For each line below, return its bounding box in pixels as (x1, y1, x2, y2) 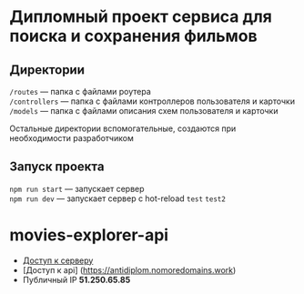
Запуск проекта (9, 159, 105, 175)
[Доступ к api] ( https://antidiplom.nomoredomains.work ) (22, 264, 237, 275)
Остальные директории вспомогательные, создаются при (9, 123, 237, 134)
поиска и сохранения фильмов (9, 25, 258, 46)
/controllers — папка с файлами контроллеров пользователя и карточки (9, 96, 296, 106)
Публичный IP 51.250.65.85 (22, 274, 131, 285)
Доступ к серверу (22, 255, 94, 266)
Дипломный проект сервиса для (9, 6, 273, 27)
